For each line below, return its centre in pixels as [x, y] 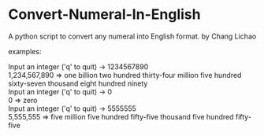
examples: [25, 51]
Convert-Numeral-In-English [104, 15]
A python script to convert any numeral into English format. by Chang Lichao [132, 36]
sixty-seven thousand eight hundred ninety [78, 83]
